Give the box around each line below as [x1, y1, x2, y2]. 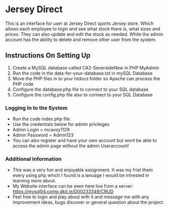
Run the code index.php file [12, 116, 70, 122]
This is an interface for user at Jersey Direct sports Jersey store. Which [5, 20, 154, 26]
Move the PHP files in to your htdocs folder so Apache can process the [12, 75, 160, 82]
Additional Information [5, 155, 62, 162]
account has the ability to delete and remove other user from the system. [5, 37, 157, 43]
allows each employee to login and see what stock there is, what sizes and [5, 25, 160, 31]
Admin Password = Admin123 [12, 132, 74, 138]
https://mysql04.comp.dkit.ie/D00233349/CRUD [12, 189, 114, 195]
